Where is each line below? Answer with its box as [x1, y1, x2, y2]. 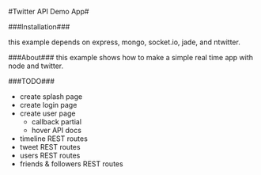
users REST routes [19, 150, 81, 160]
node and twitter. [8, 61, 64, 70]
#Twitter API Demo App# [8, 7, 89, 16]
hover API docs [31, 126, 81, 135]
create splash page [19, 92, 83, 101]
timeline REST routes [19, 134, 89, 143]
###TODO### [8, 77, 55, 86]
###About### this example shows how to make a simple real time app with [8, 53, 254, 62]
